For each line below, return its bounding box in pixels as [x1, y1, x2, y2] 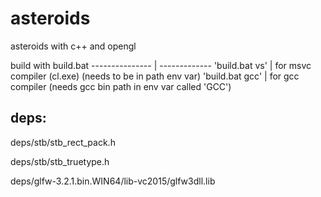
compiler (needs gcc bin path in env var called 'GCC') [10, 80, 232, 92]
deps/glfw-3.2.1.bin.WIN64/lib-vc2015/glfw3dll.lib [10, 175, 216, 187]
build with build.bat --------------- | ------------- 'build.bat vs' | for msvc [10, 59, 312, 71]
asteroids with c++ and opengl [10, 40, 137, 52]
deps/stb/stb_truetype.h [10, 155, 110, 167]
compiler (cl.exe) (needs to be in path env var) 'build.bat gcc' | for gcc [10, 70, 300, 82]
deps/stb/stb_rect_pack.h [10, 136, 116, 148]
